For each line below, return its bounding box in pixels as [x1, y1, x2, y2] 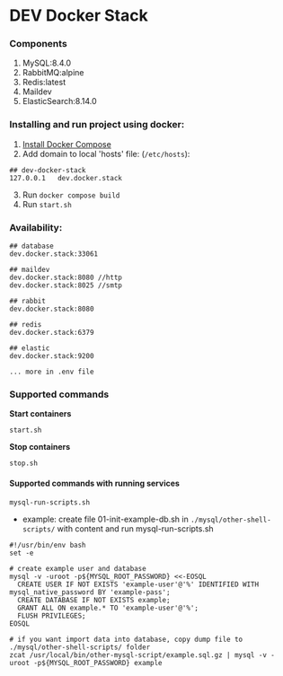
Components [9, 38, 67, 50]
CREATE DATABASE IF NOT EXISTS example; [17, 595, 171, 604]
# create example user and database [9, 564, 146, 573]
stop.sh [9, 459, 39, 468]
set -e [9, 549, 34, 557]
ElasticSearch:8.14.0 [22, 96, 97, 107]
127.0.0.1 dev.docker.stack [9, 173, 123, 182]
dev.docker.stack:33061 [9, 250, 99, 259]
